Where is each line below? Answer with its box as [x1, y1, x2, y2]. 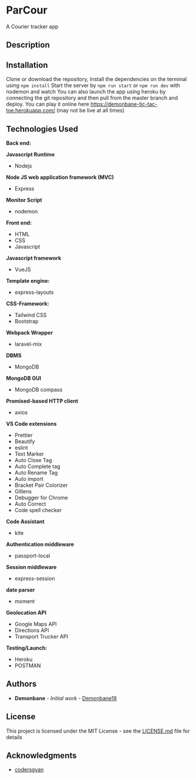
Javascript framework [6, 254, 62, 262]
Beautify [14, 437, 35, 444]
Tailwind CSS [14, 311, 47, 318]
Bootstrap [14, 317, 39, 325]
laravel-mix [14, 340, 42, 347]
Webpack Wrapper [6, 329, 53, 336]
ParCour [6, 4, 48, 17]
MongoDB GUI [6, 375, 42, 382]
